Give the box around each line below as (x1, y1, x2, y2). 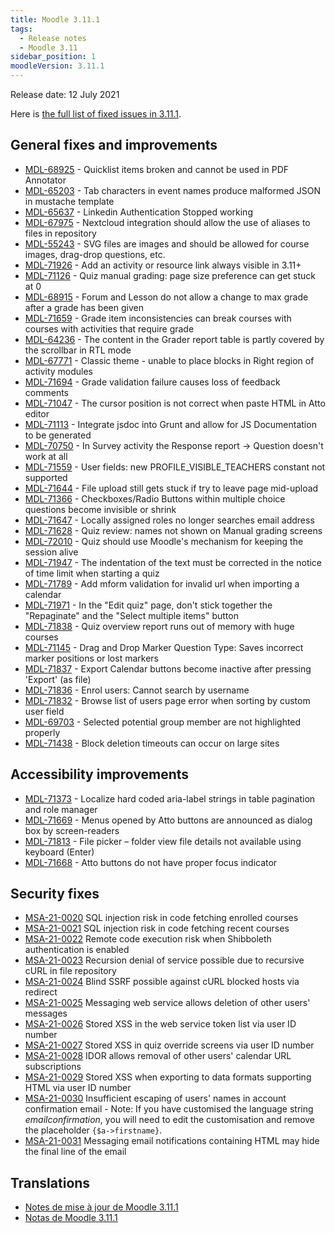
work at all (24, 450, 68, 462)
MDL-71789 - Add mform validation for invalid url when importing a (24, 577, 300, 590)
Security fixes (10, 886, 100, 903)
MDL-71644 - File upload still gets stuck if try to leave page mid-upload (24, 482, 319, 494)
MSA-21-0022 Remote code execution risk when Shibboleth (24, 933, 272, 945)
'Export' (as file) (24, 673, 92, 685)
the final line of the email (24, 1146, 127, 1158)
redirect (24, 986, 58, 998)
